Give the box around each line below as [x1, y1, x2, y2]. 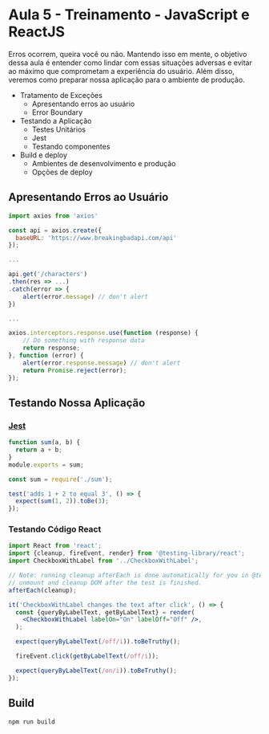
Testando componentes [31, 141, 110, 151]
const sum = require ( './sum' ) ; [8, 475, 113, 483]
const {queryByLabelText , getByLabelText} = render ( [15, 608, 195, 616]
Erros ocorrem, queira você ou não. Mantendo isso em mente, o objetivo [8, 49, 247, 59]
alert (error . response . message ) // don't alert [22, 359, 181, 367]
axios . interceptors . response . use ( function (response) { [8, 329, 199, 337]
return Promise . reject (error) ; [22, 366, 127, 374]
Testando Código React [8, 524, 102, 535]
